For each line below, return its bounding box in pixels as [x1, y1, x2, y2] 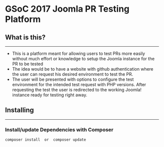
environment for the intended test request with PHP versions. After [12, 82, 146, 87]
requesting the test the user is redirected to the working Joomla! [12, 87, 142, 92]
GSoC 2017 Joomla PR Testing [5, 3, 130, 15]
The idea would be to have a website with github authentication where [12, 66, 154, 72]
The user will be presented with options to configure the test [12, 76, 134, 82]
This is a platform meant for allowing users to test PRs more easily [12, 51, 145, 56]
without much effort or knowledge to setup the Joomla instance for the [12, 56, 155, 61]
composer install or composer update [5, 137, 86, 142]
